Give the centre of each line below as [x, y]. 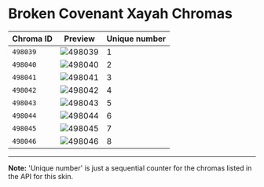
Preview [80, 38]
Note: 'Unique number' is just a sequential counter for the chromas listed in [130, 168]
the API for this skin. [40, 176]
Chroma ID [32, 38]
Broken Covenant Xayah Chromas [121, 14]
